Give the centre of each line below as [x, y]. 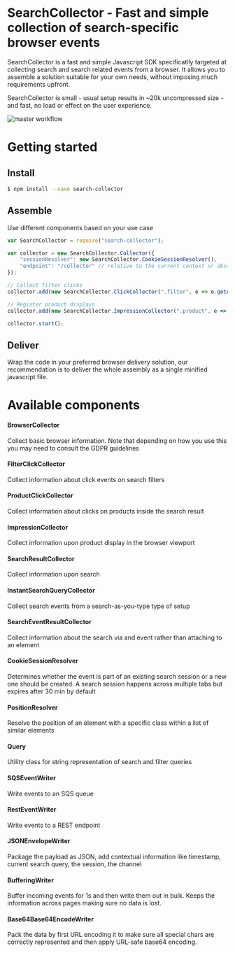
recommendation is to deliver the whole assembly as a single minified [107, 369]
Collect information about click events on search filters [86, 479]
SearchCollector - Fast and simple [108, 13]
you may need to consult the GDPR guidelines [73, 448]
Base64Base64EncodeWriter [51, 919]
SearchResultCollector [41, 558]
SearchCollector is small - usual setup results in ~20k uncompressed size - [115, 98]
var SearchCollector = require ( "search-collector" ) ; [86, 240]
